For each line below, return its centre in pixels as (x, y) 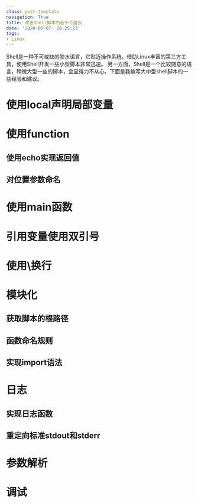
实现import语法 (34, 363)
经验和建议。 (27, 79)
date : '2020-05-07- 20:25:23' (43, 28)
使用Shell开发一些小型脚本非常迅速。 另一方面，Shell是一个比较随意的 (102, 64)
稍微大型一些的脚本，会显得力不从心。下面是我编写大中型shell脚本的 (100, 71)
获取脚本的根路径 (37, 319)
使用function (38, 134)
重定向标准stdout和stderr (53, 436)
